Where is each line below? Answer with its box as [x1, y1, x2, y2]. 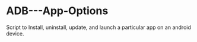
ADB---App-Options [6, 4, 109, 18]
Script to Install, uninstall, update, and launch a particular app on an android [6, 24, 191, 31]
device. [6, 30, 24, 37]
